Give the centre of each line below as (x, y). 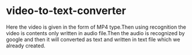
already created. (26, 46)
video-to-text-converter (66, 11)
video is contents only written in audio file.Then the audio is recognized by (95, 33)
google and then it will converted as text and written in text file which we (93, 39)
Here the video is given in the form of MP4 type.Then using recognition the (96, 27)
